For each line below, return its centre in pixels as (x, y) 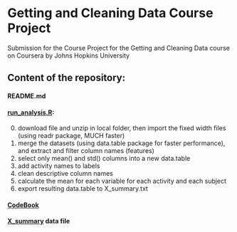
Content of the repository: (67, 78)
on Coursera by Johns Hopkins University (69, 56)
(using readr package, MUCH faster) (71, 136)
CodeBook (23, 205)
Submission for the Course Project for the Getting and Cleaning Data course (118, 48)
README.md (27, 96)
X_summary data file (39, 221)
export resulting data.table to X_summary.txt (83, 189)
